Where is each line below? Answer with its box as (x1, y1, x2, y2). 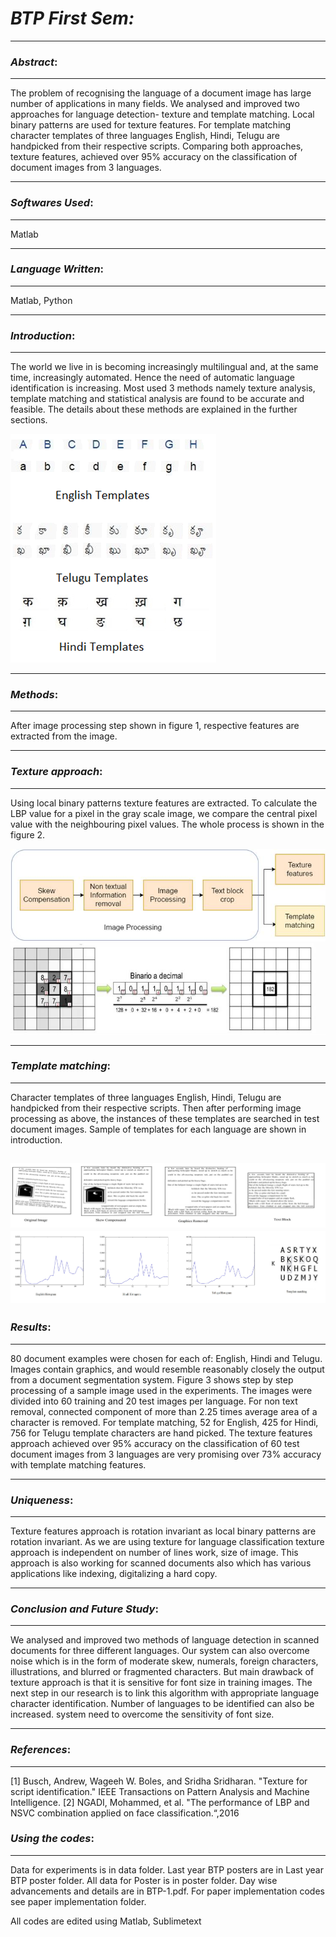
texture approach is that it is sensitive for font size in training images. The (10, 1677, 313, 1689)
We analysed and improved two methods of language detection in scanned (10, 1634, 320, 1646)
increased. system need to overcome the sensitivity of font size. (10, 1708, 275, 1721)
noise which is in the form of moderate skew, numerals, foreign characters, (10, 1655, 319, 1667)
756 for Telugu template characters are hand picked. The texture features (10, 1427, 313, 1439)
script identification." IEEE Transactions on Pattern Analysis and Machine (10, 1785, 310, 1797)
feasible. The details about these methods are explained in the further (10, 403, 298, 416)
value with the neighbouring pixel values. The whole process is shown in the (10, 818, 325, 830)
